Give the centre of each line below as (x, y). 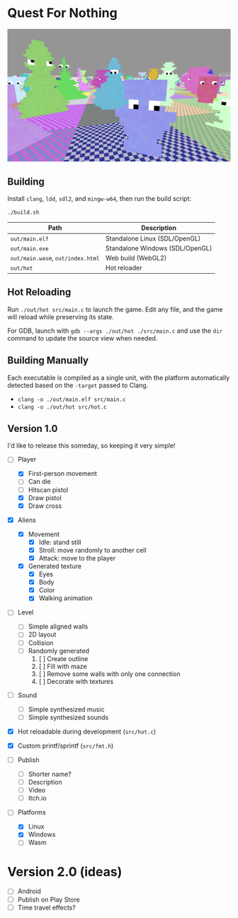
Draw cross (45, 506)
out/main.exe (29, 249)
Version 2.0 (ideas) (65, 872)
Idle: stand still (60, 542)
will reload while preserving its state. (61, 316)
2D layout (42, 635)
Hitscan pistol (48, 490)
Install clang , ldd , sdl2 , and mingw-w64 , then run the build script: (100, 199)
